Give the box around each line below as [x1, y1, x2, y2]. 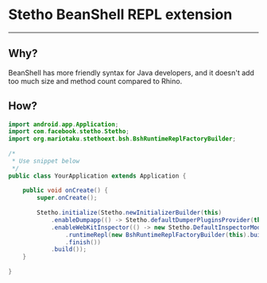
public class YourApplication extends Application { [8, 172, 187, 180]
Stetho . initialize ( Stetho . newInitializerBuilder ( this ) [37, 208, 222, 217]
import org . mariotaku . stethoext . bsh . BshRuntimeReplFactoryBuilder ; [8, 135, 237, 143]
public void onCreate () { [22, 186, 109, 195]
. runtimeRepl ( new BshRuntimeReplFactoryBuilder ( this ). [64, 231, 250, 239]
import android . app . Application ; [8, 120, 119, 128]
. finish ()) [64, 238, 102, 247]
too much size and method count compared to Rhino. [8, 76, 183, 86]
